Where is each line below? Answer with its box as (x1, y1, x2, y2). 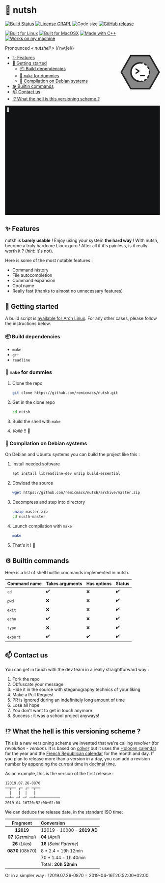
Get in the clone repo (12, 399, 55, 405)
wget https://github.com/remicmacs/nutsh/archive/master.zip (12, 490, 140, 495)
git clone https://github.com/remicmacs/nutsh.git (12, 390, 118, 395)
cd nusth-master (12, 514, 46, 519)
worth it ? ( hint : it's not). (5, 248, 54, 254)
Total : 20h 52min (41, 861, 77, 867)
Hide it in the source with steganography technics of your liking (12, 687, 141, 692)
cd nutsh (12, 409, 30, 414)
